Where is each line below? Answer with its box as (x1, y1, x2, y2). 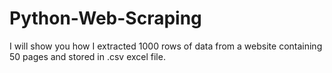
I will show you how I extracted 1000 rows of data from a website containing (9, 40, 323, 52)
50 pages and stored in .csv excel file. (9, 50, 166, 62)
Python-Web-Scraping (9, 7, 202, 30)
